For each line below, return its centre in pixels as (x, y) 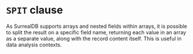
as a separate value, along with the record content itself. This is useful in (94, 38)
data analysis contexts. (34, 45)
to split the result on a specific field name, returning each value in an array (96, 32)
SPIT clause (35, 10)
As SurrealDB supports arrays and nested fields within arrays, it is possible (96, 26)
